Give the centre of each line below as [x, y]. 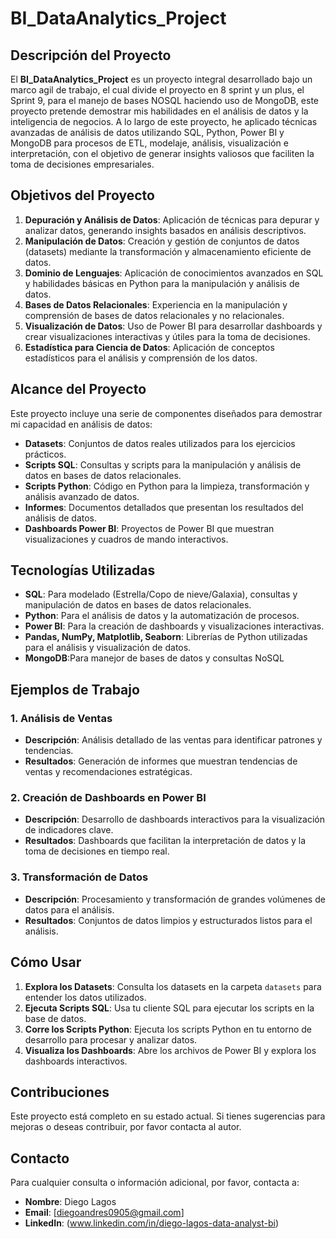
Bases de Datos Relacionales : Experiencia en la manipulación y [156, 304]
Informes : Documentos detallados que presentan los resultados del [164, 507]
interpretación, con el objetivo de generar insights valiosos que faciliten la [162, 153]
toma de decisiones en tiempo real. [97, 851]
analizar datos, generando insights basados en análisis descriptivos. [165, 230]
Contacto [40, 1158]
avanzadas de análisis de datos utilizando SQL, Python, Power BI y [147, 132]
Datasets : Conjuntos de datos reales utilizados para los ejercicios [160, 443]
